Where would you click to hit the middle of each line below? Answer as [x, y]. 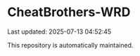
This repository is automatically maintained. [70, 45]
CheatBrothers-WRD [69, 12]
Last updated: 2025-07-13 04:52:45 [59, 31]
